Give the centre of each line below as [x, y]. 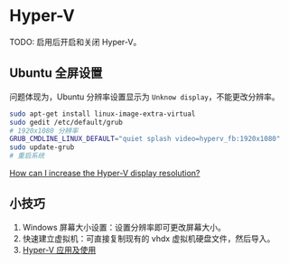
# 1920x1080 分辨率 [44, 131]
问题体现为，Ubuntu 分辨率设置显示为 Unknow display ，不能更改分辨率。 [144, 97]
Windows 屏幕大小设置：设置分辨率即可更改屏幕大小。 [124, 227]
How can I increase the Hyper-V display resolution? [105, 173]
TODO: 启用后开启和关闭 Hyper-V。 [75, 42]
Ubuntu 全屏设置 [56, 73]
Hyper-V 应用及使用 [59, 250]
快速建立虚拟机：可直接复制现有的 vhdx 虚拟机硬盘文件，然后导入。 [149, 238]
